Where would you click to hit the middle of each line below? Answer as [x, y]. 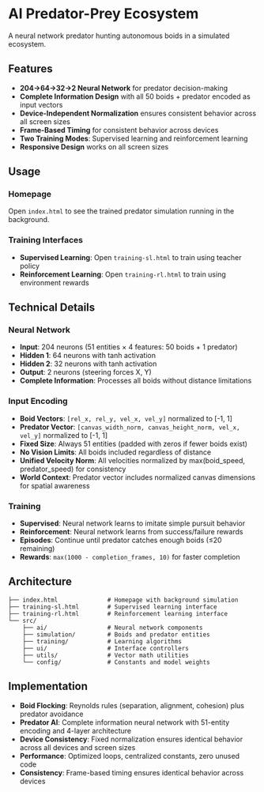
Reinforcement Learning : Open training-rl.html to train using [123, 274]
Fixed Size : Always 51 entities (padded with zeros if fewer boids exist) [133, 443]
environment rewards [54, 282]
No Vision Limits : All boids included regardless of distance [115, 452]
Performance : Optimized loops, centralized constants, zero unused [129, 756]
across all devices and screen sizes [77, 747]
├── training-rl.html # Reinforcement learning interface [118, 613]
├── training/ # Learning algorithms [102, 641]
